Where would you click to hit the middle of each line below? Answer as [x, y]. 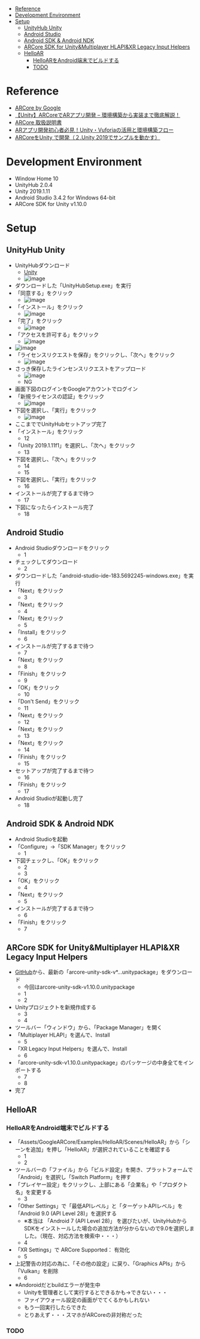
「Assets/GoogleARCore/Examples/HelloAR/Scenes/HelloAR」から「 [100, 1142]
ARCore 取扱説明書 [38, 122]
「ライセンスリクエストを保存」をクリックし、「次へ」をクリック [95, 355]
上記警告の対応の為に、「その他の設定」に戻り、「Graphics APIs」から [100, 1264]
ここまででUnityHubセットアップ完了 [60, 424]
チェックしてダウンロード [46, 562]
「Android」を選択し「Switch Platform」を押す [73, 1177]
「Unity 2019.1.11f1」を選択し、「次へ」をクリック [75, 445]
